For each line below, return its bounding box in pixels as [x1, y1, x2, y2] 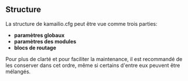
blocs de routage [13, 44, 57, 51]
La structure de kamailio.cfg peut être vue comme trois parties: [5, 20, 158, 27]
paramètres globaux [13, 32, 65, 39]
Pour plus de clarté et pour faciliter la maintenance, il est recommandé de [5, 55, 183, 62]
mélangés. [5, 67, 31, 75]
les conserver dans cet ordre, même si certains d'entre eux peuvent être [5, 62, 180, 69]
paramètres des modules [13, 38, 77, 45]
